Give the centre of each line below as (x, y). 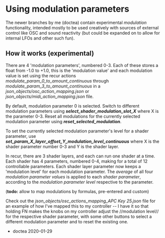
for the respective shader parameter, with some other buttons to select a (79, 216)
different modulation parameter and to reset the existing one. (67, 221)
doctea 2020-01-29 (33, 231)
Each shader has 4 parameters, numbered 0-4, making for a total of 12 (77, 161)
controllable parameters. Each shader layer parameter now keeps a (73, 166)
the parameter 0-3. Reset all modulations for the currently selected (73, 116)
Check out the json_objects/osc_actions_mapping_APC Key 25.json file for (81, 201)
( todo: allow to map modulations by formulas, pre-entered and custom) (77, 191)
